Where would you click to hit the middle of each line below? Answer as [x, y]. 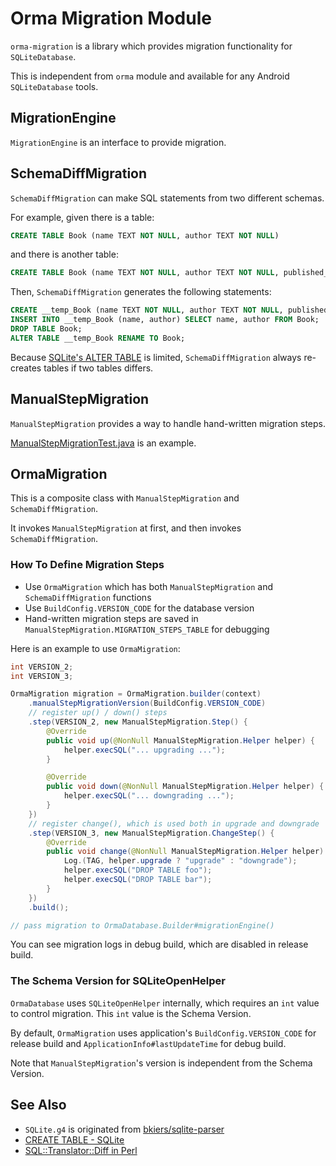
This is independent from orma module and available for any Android [150, 76]
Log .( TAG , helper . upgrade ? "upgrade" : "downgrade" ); [180, 861]
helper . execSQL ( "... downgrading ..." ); [149, 796]
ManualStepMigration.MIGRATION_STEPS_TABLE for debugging [147, 629]
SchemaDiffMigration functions [88, 597]
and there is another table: [64, 254]
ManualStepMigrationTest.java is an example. [103, 443]
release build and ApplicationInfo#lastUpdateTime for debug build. [148, 1043]
